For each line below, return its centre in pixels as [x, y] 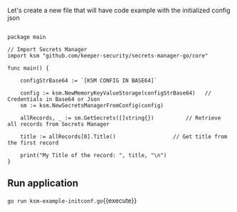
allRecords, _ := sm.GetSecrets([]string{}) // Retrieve [121, 118]
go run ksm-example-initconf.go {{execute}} [72, 200]
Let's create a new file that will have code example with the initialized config [119, 10]
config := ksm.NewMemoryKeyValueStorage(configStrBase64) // [116, 93]
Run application [43, 183]
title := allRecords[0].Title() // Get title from [124, 137]
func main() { [28, 68]
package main [27, 37]
